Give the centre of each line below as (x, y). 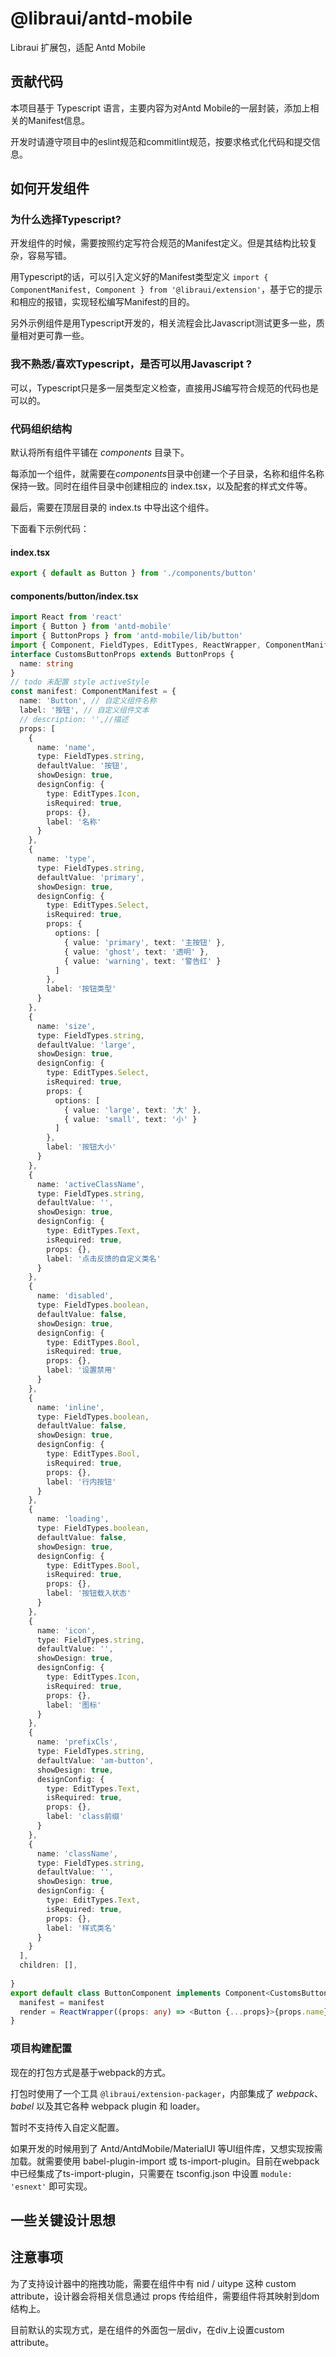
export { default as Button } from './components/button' (133, 573)
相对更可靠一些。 (54, 336)
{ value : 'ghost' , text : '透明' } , (136, 952)
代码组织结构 (41, 429)
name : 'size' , (66, 1026)
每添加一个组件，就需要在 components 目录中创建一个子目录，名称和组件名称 (167, 474)
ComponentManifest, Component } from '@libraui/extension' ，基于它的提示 (166, 289)
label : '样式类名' (81, 1928)
